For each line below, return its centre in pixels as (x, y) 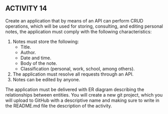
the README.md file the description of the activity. (59, 106)
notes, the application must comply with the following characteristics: (79, 31)
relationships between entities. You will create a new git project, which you (84, 95)
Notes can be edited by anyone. (46, 79)
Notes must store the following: (46, 41)
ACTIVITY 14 (26, 8)
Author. (28, 52)
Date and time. (36, 58)
